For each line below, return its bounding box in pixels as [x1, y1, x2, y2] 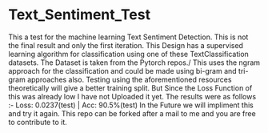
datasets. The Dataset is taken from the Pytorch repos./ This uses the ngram [8, 58, 261, 67]
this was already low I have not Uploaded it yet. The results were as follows [8, 91, 257, 101]
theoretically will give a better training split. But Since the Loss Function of [8, 83, 253, 93]
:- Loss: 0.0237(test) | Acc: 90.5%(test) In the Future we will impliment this [8, 100, 254, 110]
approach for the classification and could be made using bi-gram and [8, 66, 238, 75]
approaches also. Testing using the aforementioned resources [26, 75, 232, 84]
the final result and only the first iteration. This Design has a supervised [8, 40, 244, 50]
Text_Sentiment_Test [8, 6, 150, 24]
